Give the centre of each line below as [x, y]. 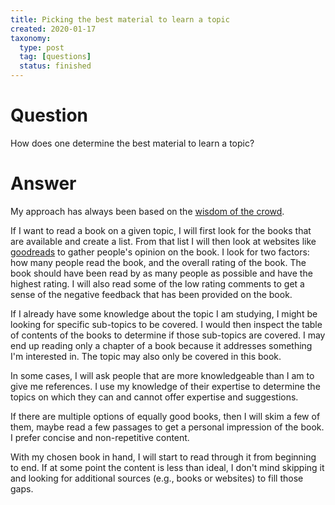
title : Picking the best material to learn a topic [120, 19]
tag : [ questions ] [55, 57]
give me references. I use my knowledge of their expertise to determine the [165, 386]
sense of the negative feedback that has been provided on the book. [151, 294]
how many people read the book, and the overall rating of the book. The [158, 262]
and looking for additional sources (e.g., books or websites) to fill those [157, 478]
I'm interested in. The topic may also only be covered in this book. [146, 356]
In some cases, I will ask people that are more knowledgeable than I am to [162, 375]
